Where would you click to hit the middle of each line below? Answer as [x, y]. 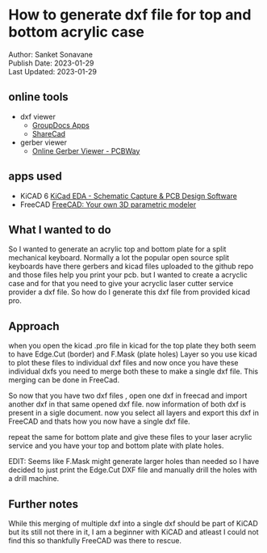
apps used [35, 177]
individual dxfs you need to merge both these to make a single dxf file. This [133, 371]
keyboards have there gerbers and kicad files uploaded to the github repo [131, 266]
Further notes [44, 504]
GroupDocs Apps [61, 125]
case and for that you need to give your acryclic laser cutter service [121, 284]
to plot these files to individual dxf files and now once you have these [123, 363]
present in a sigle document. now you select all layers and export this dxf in [134, 413]
